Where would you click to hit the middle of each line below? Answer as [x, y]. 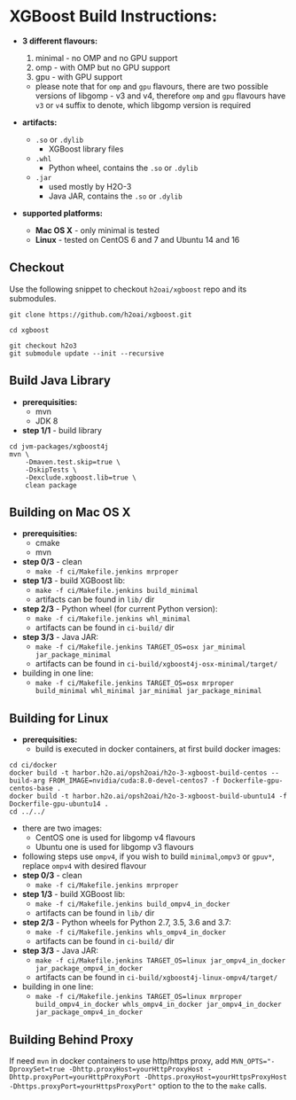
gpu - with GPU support [79, 76]
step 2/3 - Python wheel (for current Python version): [120, 609]
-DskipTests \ [51, 470]
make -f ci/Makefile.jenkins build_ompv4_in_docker [132, 905]
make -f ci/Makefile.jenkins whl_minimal [113, 619]
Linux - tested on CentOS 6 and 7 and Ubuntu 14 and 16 [137, 239]
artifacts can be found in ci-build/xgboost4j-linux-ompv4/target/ [156, 978]
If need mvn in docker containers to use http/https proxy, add [119, 1061]
